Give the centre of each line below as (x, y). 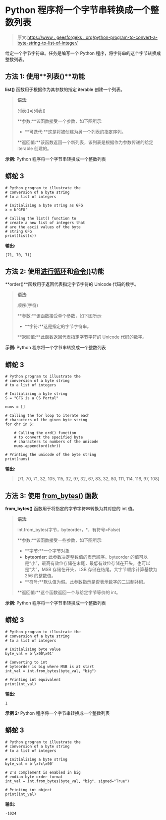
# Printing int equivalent (33, 679)
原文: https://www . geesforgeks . (51, 37)
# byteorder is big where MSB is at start (50, 667)
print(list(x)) (21, 236)
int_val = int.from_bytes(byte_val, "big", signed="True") (67, 781)
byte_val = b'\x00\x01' (30, 654)
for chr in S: (20, 424)
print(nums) (17, 459)
